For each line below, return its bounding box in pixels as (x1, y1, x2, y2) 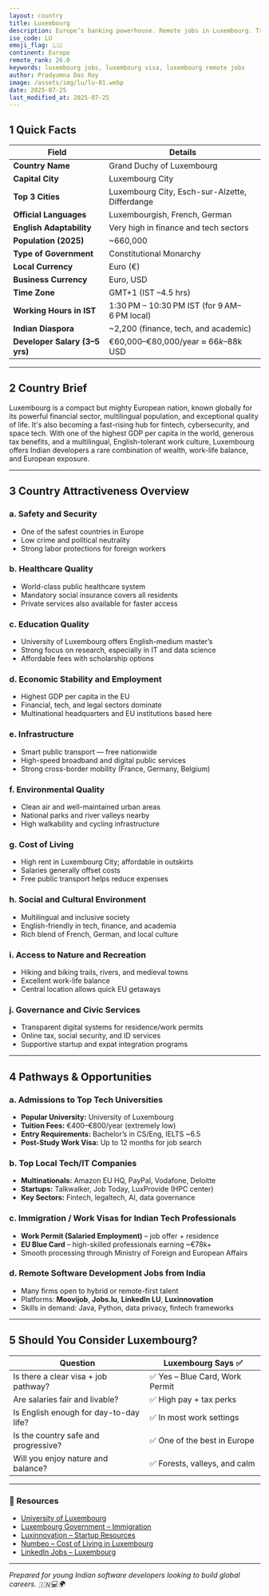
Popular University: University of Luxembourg (20, 1112, 174, 1121)
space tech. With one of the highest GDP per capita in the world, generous (9, 428, 255, 438)
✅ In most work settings (149, 1411, 239, 1423)
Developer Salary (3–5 (13, 336, 101, 348)
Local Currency (13, 261, 73, 273)
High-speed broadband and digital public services (20, 755, 187, 765)
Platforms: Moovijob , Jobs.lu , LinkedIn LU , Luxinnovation (20, 1294, 214, 1303)
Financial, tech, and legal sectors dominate (20, 700, 162, 710)
